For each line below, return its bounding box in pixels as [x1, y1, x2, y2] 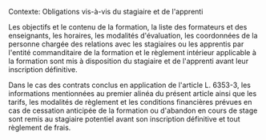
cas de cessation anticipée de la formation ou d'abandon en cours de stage [8, 106, 258, 115]
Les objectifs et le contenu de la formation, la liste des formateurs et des [8, 22, 248, 31]
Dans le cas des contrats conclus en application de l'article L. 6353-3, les [8, 80, 251, 90]
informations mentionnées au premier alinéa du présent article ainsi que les [8, 89, 257, 98]
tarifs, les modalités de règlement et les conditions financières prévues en [8, 98, 252, 106]
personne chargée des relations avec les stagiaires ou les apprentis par [8, 39, 244, 49]
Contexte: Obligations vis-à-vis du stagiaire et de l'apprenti [8, 7, 204, 16]
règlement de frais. [8, 123, 71, 132]
